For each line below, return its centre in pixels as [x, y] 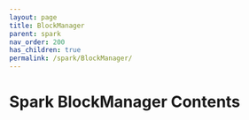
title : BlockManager [47, 26]
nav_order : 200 [37, 42]
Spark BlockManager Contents [125, 102]
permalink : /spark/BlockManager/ [71, 58]
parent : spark [35, 34]
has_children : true [45, 50]
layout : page [33, 17]
